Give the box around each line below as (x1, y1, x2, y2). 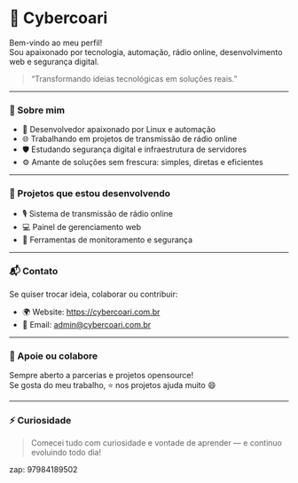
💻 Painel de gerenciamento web (21, 221, 142, 232)
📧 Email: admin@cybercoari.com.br (21, 319, 152, 329)
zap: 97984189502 (9, 464, 78, 475)
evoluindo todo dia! (30, 447, 102, 458)
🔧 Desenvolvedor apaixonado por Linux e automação (21, 124, 216, 135)
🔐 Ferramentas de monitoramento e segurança (21, 234, 193, 245)
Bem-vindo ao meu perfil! (9, 37, 103, 48)
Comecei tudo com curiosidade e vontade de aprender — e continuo (30, 438, 282, 448)
